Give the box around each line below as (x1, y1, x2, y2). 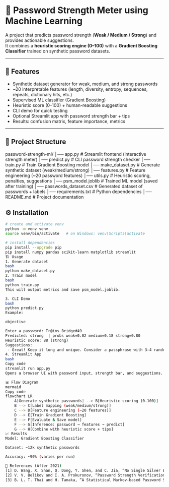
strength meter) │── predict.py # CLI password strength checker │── (5, 156, 150, 162)
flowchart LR (5, 394, 33, 399)
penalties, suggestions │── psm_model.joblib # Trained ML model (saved (5, 177, 158, 184)
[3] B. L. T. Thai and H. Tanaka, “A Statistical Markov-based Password (5, 477, 161, 482)
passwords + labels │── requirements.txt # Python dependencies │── (5, 189, 152, 195)
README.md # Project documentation (5, 194, 84, 200)
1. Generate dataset (5, 259, 49, 264)
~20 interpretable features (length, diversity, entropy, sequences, (12, 86, 148, 92)
